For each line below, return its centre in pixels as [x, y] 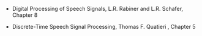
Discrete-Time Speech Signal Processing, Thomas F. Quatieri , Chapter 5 [104, 27]
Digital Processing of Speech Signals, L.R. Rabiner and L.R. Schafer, [98, 9]
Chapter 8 [25, 15]
